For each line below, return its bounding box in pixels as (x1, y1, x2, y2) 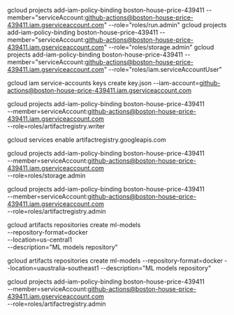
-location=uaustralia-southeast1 (7, 264, 99, 272)
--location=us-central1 (7, 235, 72, 244)
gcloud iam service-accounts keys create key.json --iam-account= (7, 79, 200, 87)
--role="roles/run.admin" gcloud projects (108, 21, 227, 29)
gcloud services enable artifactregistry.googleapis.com (7, 135, 166, 144)
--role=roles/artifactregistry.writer (7, 122, 105, 130)
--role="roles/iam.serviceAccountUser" (108, 66, 222, 73)
